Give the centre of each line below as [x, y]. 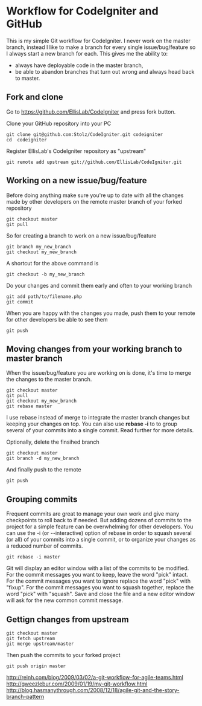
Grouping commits [42, 499]
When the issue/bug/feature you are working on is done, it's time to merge [99, 373]
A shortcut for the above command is [52, 263]
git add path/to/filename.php [44, 296]
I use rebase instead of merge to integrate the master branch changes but [98, 418]
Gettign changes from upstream [68, 619]
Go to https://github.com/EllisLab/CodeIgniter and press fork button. [91, 112]
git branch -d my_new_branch [43, 458]
